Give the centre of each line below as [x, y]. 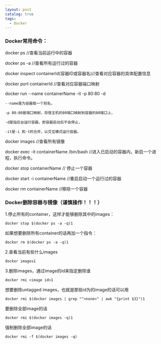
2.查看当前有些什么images [31, 252]
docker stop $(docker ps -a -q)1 [39, 223]
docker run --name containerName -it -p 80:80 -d [55, 94]
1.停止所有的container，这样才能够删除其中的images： [60, 214]
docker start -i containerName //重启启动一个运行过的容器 [63, 178]
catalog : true [20, 14]
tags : [10, 19]
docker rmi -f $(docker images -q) [41, 337]
